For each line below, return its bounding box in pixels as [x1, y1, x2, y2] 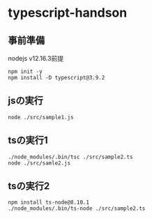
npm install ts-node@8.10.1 [8, 199, 90, 206]
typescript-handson [8, 5, 128, 21]
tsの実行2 [8, 180, 50, 192]
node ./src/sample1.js [8, 114, 74, 121]
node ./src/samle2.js [8, 159, 71, 167]
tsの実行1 [8, 135, 48, 146]
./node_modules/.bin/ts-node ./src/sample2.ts [8, 205, 146, 212]
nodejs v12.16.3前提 [8, 54, 64, 62]
